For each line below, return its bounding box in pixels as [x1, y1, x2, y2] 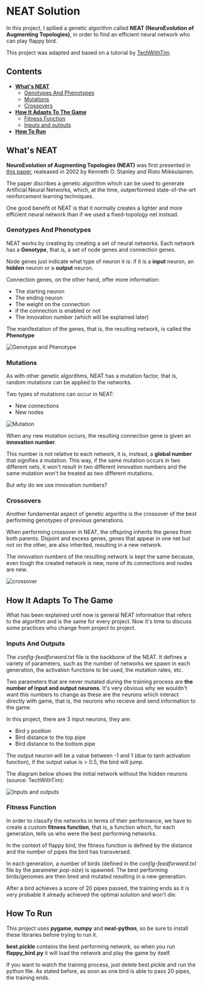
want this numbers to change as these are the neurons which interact [6, 691, 179, 698]
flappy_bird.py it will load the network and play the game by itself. [6, 949, 171, 956]
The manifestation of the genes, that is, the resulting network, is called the [6, 325, 192, 332]
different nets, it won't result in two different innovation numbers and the [6, 463, 187, 470]
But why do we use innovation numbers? [6, 481, 108, 489]
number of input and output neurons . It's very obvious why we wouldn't [6, 684, 187, 692]
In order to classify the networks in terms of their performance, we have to [6, 817, 192, 824]
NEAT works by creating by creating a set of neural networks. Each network [6, 239, 195, 247]
